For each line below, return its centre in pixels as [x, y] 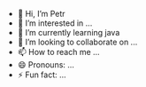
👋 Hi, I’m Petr [41, 14]
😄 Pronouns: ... [46, 65]
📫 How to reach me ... [58, 52]
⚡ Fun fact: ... [42, 75]
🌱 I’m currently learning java [69, 32]
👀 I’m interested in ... [55, 23]
